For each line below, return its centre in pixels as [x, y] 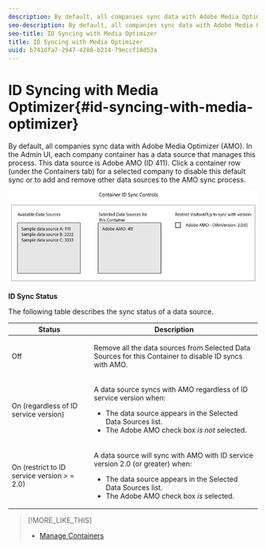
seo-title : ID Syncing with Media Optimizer [83, 33]
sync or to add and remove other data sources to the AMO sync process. [127, 180]
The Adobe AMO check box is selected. [170, 496]
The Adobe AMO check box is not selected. [176, 430]
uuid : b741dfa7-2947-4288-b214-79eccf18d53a [83, 50]
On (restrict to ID [38, 467]
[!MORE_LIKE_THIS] [60, 520]
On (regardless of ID [44, 405]
